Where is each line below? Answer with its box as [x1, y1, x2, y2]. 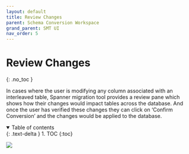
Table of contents [11, 124, 55, 131]
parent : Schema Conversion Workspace [6, 20, 100, 25]
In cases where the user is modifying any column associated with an [6, 87, 173, 95]
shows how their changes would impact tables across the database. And [6, 100, 184, 107]
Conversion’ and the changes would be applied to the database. [6, 113, 162, 120]
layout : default [6, 8, 46, 15]
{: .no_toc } [6, 76, 33, 83]
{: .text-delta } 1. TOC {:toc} [6, 130, 73, 137]
